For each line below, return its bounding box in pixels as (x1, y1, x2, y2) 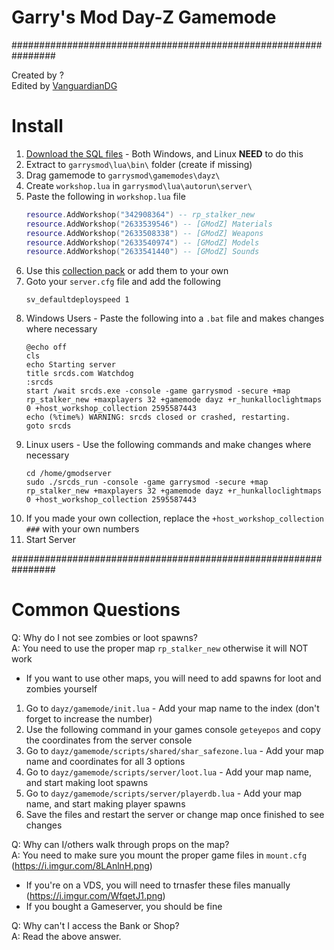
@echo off (25, 342, 68, 353)
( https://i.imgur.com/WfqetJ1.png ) (25, 890, 166, 902)
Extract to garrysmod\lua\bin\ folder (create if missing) (25, 158, 253, 170)
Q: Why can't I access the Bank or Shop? (11, 920, 180, 932)
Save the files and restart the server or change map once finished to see (25, 809, 325, 821)
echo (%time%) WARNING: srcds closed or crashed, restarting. (25, 412, 291, 423)
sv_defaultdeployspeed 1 (25, 295, 130, 305)
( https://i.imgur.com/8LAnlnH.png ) (11, 860, 153, 872)
